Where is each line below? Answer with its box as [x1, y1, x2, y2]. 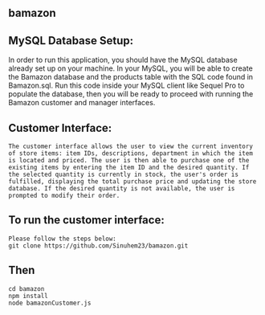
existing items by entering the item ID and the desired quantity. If [8, 164, 250, 172]
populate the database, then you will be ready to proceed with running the [8, 89, 254, 99]
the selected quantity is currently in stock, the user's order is [8, 170, 239, 179]
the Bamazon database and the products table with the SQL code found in [8, 72, 254, 82]
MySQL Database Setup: [8, 34, 134, 47]
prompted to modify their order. [8, 192, 120, 200]
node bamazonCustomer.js [8, 299, 92, 307]
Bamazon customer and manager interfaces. [8, 98, 156, 108]
